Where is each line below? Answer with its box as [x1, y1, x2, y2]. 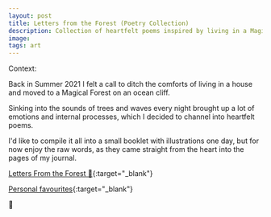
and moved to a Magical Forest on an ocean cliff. [8, 88, 171, 97]
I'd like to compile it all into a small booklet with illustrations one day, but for [8, 136, 260, 145]
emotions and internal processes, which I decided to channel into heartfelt [8, 112, 256, 121]
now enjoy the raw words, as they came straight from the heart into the [8, 145, 244, 154]
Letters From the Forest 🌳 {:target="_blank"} [8, 169, 153, 178]
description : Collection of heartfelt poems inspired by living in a [8, 27, 248, 35]
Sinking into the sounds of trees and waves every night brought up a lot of [8, 104, 255, 113]
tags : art [8, 42, 42, 50]
